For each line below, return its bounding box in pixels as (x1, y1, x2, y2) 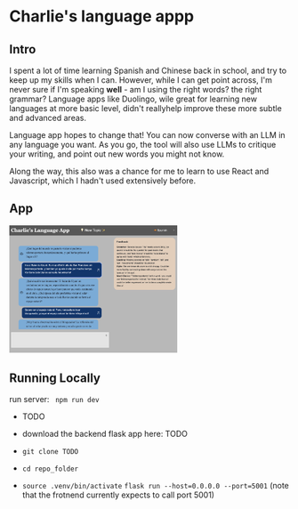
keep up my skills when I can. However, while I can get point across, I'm (9, 75, 273, 85)
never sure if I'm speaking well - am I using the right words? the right (9, 85, 262, 94)
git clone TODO (21, 448, 79, 456)
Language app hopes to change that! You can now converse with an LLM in (9, 130, 286, 140)
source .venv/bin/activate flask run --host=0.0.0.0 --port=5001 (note (21, 481, 289, 491)
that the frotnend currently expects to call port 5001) (21, 489, 215, 500)
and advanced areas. (9, 113, 87, 123)
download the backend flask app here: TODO (21, 429, 189, 440)
